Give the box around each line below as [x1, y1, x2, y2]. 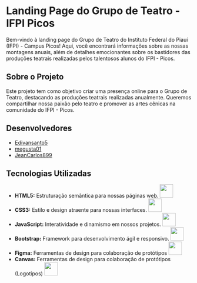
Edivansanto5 [14, 139, 48, 146]
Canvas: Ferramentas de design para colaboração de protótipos [14, 256, 171, 263]
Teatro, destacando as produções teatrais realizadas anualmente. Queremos [6, 94, 192, 101]
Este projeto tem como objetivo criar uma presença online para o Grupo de [6, 87, 188, 95]
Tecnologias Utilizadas [6, 168, 92, 178]
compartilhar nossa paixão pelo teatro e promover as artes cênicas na [6, 100, 176, 107]
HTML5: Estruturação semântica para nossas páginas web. [14, 192, 159, 199]
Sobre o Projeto [6, 72, 64, 82]
